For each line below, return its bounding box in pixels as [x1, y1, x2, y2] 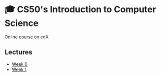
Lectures [4, 48, 32, 56]
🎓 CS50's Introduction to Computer [4, 4, 156, 15]
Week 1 [11, 66, 27, 72]
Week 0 [11, 61, 28, 67]
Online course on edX [4, 34, 49, 40]
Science [4, 18, 39, 29]
